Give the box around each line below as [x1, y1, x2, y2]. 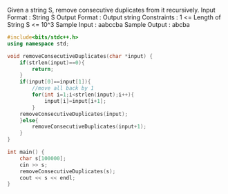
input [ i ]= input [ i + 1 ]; [44, 97, 107, 104]
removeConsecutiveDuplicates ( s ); [19, 168, 116, 175]
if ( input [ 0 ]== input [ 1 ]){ [19, 79, 91, 86]
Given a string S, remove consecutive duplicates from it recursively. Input [7, 6, 216, 14]
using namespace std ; [7, 40, 70, 47]
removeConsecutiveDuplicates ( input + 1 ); [32, 124, 147, 130]
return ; [32, 66, 54, 72]
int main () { [7, 148, 45, 155]
